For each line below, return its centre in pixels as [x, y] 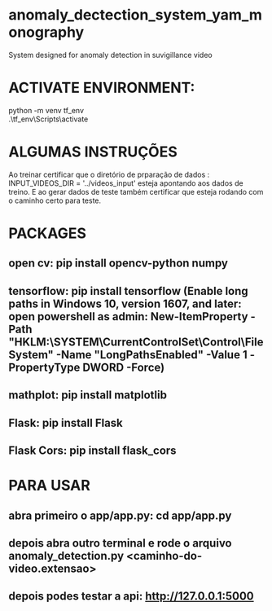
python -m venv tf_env [46, 110]
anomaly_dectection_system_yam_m [135, 15]
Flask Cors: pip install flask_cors [92, 450]
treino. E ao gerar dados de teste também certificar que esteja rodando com [136, 191]
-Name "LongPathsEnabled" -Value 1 [151, 355]
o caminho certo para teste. [55, 200]
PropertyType [44, 367]
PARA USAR [50, 486]
